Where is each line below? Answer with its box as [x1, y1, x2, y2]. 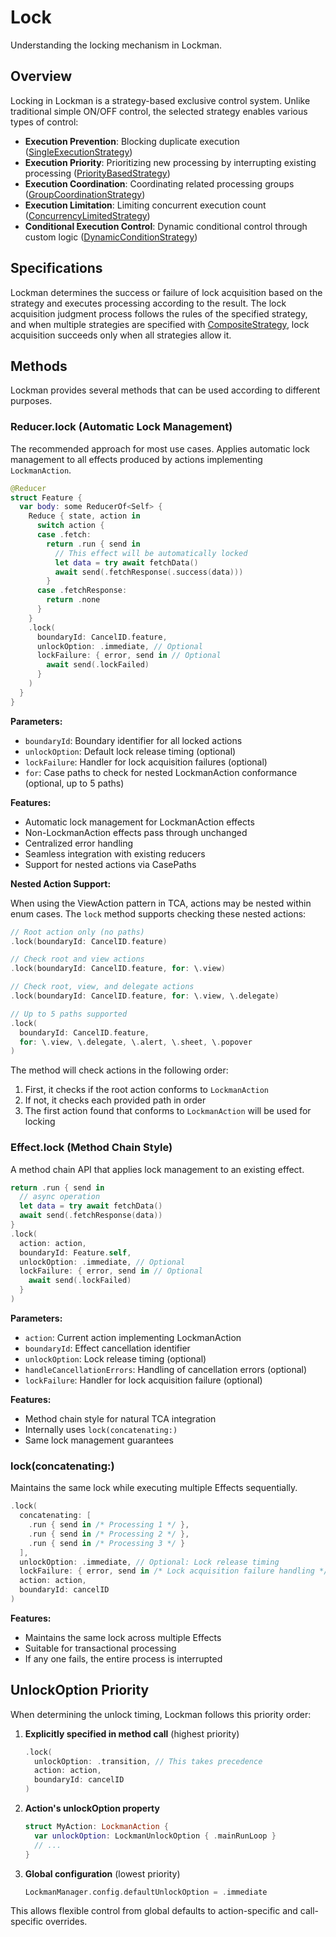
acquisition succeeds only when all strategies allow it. [10, 329, 232, 341]
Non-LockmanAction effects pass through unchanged [24, 826, 248, 838]
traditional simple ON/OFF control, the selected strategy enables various [10, 105, 308, 117]
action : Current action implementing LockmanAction [24, 1331, 242, 1343]
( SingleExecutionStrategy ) [24, 146, 133, 158]
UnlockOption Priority [10, 1682, 150, 1699]
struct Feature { [10, 492, 83, 503]
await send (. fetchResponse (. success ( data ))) [54, 567, 244, 577]
